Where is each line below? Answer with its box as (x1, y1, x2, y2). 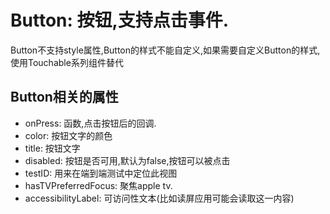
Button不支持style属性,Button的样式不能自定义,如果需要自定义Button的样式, (10, 44, 321, 56)
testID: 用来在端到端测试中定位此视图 (24, 167, 178, 179)
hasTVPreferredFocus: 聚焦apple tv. (24, 179, 173, 191)
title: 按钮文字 (24, 142, 81, 154)
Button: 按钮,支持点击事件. (10, 9, 230, 32)
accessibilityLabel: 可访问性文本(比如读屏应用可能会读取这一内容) (24, 192, 295, 204)
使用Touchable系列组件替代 (10, 56, 124, 68)
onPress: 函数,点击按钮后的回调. (24, 117, 157, 129)
